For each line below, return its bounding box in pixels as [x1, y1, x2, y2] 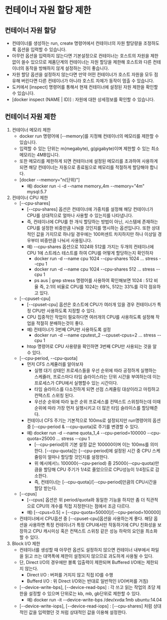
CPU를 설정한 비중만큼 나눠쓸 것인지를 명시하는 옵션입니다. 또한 [26, 224, 151, 230]
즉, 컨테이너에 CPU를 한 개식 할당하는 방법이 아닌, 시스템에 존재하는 [26, 218, 159, 224]
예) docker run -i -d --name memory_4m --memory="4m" [26, 183, 145, 189]
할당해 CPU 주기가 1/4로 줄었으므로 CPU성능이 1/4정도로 [43, 466, 155, 472]
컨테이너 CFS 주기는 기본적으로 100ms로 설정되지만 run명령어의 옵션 [26, 417, 161, 423]
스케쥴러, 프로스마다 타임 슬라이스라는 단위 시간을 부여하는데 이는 [34, 373, 161, 379]
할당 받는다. [34, 485, 57, 491]
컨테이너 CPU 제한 [11, 194, 48, 200]
